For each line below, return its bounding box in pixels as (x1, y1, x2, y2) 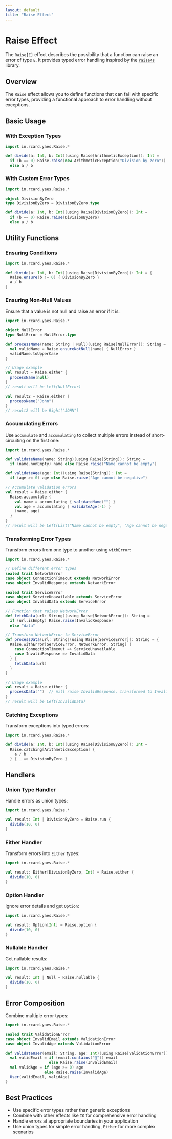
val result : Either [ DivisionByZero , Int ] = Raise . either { (5, 869, 134, 875)
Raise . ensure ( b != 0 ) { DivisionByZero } (10, 275, 100, 280)
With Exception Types (5, 132, 61, 139)
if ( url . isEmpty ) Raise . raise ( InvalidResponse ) (10, 618, 114, 623)
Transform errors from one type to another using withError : (5, 547, 132, 553)
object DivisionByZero (5, 196, 54, 201)
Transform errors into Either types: (5, 850, 80, 857)
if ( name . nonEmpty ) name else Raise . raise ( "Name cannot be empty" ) (10, 461, 157, 467)
